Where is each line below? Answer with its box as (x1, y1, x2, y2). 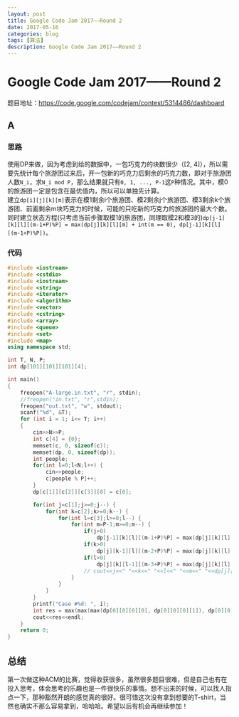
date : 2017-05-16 (7, 23, 59, 31)
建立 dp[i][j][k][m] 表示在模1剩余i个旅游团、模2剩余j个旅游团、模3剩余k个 (7, 195, 225, 203)
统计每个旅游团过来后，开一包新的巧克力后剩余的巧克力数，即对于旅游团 (19, 169, 232, 177)
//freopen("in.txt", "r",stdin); (20, 395, 119, 403)
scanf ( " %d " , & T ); (20, 409, 72, 416)
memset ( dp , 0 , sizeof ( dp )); (33, 449, 116, 456)
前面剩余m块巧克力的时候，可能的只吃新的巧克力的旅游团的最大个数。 (26, 204, 231, 213)
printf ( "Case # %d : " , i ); (33, 600, 110, 607)
